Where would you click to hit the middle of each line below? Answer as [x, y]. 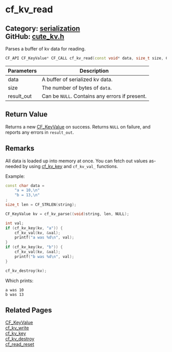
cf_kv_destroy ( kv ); [26, 271]
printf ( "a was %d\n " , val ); [44, 237]
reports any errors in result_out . [40, 132]
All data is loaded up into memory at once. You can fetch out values [77, 161]
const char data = [25, 186]
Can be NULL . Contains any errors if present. [94, 96]
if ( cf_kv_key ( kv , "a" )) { [34, 228]
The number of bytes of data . [77, 87]
